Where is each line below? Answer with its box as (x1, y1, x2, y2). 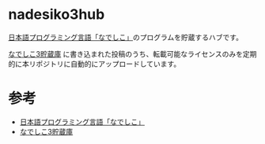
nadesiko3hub (8, 6, 105, 24)
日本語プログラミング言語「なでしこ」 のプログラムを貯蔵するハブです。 (8, 32, 244, 42)
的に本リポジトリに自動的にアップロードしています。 (8, 59, 181, 68)
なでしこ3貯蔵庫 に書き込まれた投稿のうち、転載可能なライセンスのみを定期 (8, 49, 257, 58)
